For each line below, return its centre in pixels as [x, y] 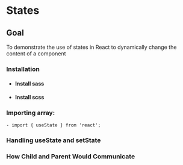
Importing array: [31, 113]
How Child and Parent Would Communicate [71, 157]
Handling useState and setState [54, 140]
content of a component [36, 54]
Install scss [29, 98]
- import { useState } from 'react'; [54, 125]
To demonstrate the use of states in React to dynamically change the [91, 47]
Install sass [29, 83]
